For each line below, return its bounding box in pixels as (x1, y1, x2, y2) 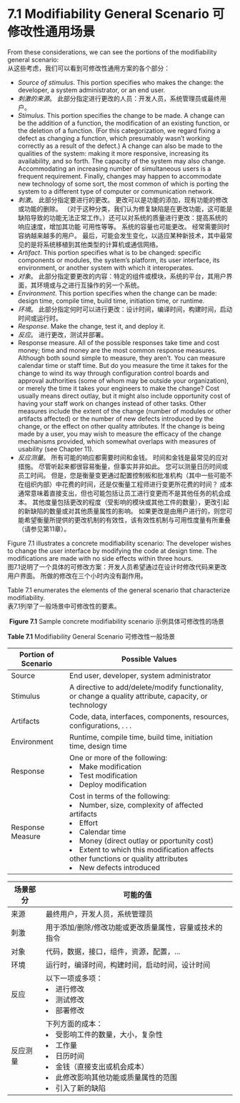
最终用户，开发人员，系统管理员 (45, 909, 154, 919)
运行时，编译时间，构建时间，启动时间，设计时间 (45, 959, 211, 969)
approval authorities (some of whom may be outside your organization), (17, 376, 229, 385)
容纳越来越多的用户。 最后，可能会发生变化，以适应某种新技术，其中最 (17, 231, 226, 239)
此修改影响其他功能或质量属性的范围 (55, 1072, 177, 1082)
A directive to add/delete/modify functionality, (69, 682, 224, 692)
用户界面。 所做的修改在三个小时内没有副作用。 (7, 572, 147, 580)
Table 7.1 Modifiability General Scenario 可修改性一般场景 (7, 632, 176, 641)
